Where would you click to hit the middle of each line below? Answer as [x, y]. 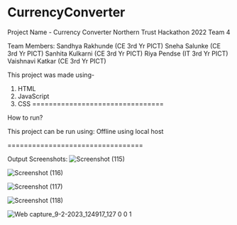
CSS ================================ [91, 103]
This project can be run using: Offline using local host [86, 131]
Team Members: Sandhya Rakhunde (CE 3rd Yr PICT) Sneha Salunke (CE [114, 46]
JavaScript [33, 96]
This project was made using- [51, 75]
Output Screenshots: [38, 159]
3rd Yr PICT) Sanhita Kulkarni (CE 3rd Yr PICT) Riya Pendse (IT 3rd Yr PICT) [118, 53]
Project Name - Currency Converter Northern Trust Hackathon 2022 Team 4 [119, 32]
